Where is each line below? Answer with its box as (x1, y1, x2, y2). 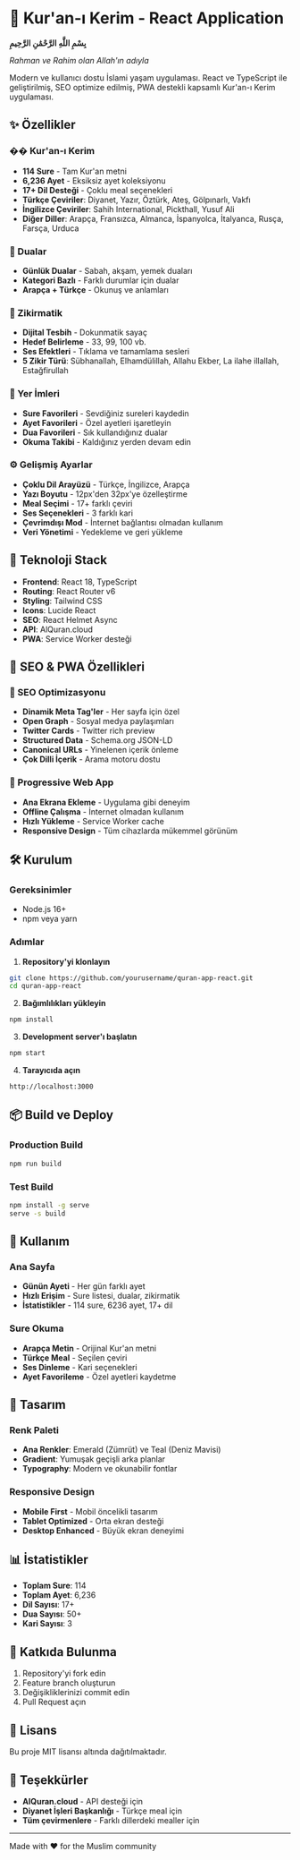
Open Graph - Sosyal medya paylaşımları (21, 716, 174, 727)
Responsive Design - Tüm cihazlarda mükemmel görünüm (21, 825, 238, 836)
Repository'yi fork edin (21, 1668, 106, 1679)
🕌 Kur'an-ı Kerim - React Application (9, 8, 284, 29)
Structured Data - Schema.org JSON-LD (21, 735, 173, 746)
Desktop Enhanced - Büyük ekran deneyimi (21, 1525, 185, 1536)
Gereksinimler (9, 883, 72, 896)
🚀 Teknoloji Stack (9, 552, 107, 567)
